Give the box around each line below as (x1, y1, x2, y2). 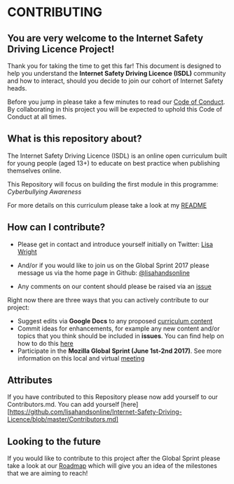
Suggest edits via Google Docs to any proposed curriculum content (17, 316, 213, 325)
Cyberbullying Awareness (7, 187, 82, 196)
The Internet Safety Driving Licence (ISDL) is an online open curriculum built (7, 152, 228, 160)
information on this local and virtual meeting (17, 354, 145, 362)
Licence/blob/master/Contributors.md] (7, 415, 119, 424)
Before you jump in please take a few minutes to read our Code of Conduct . (7, 98, 226, 106)
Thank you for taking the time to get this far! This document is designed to (7, 62, 222, 70)
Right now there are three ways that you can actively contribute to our (7, 295, 209, 304)
